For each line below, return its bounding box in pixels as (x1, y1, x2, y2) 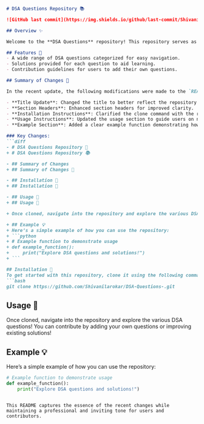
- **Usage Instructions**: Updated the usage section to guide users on (6, 116, 194, 123)
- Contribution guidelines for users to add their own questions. (6, 67, 178, 73)
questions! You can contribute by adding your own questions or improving (6, 323, 192, 330)
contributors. (6, 413, 42, 419)
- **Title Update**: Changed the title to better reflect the (6, 99, 167, 106)
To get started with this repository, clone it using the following (6, 272, 183, 278)
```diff (6, 138, 26, 145)
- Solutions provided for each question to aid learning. (6, 61, 156, 67)
